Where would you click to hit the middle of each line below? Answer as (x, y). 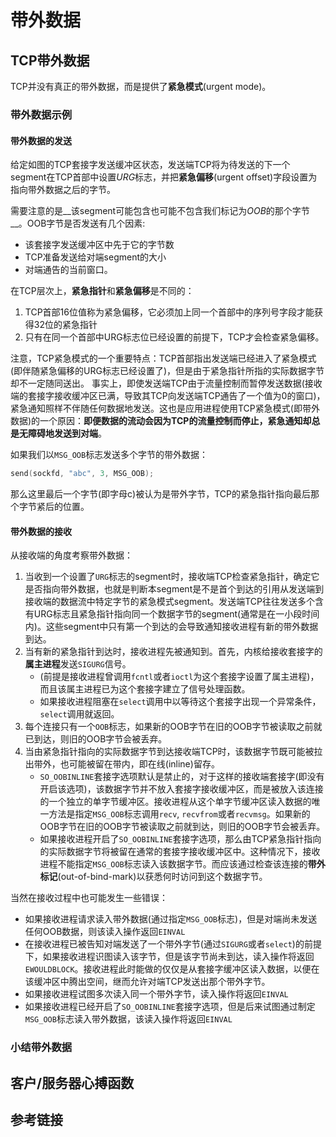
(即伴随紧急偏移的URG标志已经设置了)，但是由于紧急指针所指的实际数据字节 (167, 371)
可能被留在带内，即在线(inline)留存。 (144, 764)
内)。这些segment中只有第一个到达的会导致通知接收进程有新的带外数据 (171, 627)
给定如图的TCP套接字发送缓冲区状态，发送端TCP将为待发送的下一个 (150, 165)
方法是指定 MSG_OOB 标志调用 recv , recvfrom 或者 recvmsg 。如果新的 (179, 814)
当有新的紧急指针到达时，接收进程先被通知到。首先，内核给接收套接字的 (173, 652)
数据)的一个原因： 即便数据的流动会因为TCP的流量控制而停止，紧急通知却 (161, 421)
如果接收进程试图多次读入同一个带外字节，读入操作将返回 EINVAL (156, 994)
